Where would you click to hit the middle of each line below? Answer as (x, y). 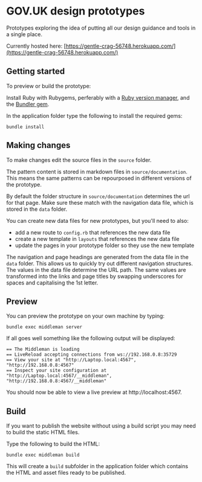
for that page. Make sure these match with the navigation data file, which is (100, 202)
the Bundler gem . (28, 104)
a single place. (24, 34)
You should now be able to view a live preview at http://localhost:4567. (94, 392)
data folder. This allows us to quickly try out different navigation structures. (100, 263)
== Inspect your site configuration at (57, 371)
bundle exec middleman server (44, 327)
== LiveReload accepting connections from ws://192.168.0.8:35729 (92, 355)
